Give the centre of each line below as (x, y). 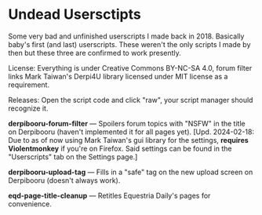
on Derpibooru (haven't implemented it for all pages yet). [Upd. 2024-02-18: (131, 132)
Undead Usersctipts (75, 15)
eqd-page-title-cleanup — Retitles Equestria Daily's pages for (109, 195)
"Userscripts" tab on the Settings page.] (73, 157)
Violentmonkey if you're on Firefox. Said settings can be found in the (120, 148)
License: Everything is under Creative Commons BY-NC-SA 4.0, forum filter (130, 67)
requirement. (29, 85)
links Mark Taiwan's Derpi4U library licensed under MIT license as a (118, 76)
